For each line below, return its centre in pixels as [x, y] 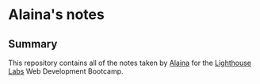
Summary [33, 44]
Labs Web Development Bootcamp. [66, 71]
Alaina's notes [56, 15]
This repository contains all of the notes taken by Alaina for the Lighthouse [130, 63]
